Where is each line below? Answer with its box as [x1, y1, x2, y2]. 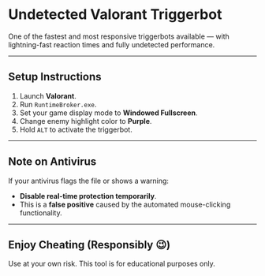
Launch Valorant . [19, 91, 77, 100]
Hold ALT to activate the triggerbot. [19, 125, 132, 134]
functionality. [19, 207, 62, 218]
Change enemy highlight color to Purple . [19, 116, 152, 125]
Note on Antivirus [8, 155, 97, 169]
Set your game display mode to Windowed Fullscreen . [19, 108, 199, 117]
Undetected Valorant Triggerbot [8, 6, 222, 24]
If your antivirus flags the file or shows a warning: [8, 176, 170, 185]
